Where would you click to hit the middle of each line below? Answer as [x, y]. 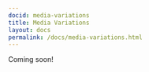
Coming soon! [31, 59]
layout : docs [30, 30]
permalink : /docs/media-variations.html [76, 37]
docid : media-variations [49, 15]
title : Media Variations [49, 23]
